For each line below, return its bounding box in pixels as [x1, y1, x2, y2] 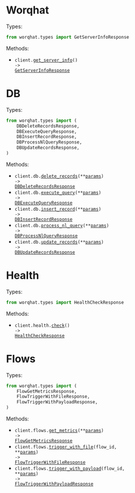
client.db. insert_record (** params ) [14, 206, 102, 212]
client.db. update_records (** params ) [14, 239, 104, 245]
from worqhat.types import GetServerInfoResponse [6, 34, 130, 40]
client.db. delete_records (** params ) [14, 173, 104, 179]
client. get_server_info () [14, 57, 78, 63]
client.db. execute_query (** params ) [14, 190, 102, 196]
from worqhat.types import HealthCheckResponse [6, 299, 124, 305]
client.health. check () [14, 323, 70, 328]
